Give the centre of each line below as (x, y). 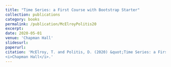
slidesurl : (17, 43)
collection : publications (33, 15)
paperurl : (16, 47)
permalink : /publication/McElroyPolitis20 (51, 24)
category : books (22, 19)
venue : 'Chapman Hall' (29, 38)
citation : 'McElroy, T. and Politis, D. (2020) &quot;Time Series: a (81, 52)
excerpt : (15, 29)
